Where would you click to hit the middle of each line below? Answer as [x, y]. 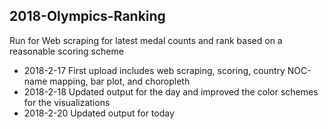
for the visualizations [67, 102]
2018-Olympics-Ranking [87, 16]
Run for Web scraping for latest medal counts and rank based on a [146, 40]
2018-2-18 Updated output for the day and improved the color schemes [171, 91]
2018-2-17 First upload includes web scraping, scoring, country [154, 70]
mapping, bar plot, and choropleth [120, 81]
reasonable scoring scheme [66, 51]
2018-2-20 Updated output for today [99, 113]
